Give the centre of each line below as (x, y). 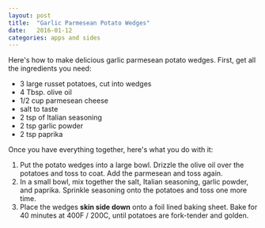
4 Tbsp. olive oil (46, 93)
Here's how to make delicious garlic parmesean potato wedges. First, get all (132, 60)
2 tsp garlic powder (51, 126)
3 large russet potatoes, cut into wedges (85, 84)
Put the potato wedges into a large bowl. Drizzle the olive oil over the (132, 165)
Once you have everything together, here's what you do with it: (111, 150)
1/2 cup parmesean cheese (64, 101)
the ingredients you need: (50, 69)
